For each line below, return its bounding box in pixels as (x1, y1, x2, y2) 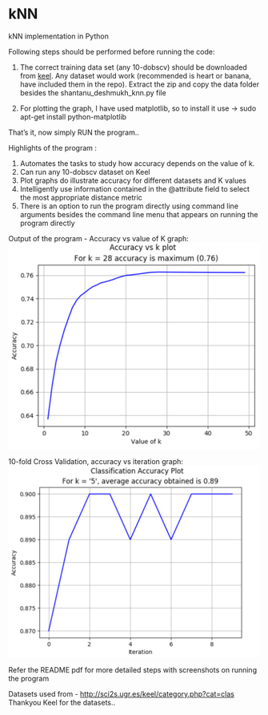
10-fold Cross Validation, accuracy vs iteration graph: (8, 456, 184, 466)
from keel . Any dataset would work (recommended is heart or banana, (19, 71, 252, 80)
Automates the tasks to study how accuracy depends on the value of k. (19, 158, 255, 168)
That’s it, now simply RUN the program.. (8, 127, 140, 137)
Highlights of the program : (8, 143, 98, 152)
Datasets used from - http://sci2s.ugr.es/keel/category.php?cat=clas (8, 689, 234, 698)
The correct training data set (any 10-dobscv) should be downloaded (19, 62, 248, 72)
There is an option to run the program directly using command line (19, 201, 238, 211)
